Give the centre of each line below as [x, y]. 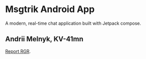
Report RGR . [18, 51]
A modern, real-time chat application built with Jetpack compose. [73, 23]
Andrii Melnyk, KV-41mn [44, 39]
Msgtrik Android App [50, 9]
